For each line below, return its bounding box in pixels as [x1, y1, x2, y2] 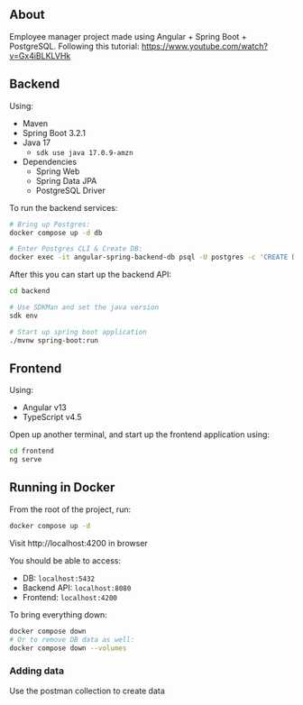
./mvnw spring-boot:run [9, 335, 99, 345]
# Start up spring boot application [9, 327, 147, 336]
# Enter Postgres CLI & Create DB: [9, 244, 143, 253]
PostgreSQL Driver [35, 185, 106, 196]
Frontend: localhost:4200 [22, 591, 118, 602]
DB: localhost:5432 [22, 572, 96, 583]
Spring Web [35, 166, 80, 177]
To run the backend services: [9, 202, 118, 213]
